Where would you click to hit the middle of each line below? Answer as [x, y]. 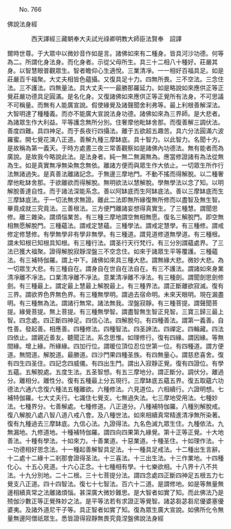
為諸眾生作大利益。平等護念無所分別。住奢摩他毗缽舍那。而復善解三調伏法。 [115, 122]
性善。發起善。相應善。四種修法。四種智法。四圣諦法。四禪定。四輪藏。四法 [115, 329]
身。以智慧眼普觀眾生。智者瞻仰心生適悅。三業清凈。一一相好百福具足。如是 [115, 71]
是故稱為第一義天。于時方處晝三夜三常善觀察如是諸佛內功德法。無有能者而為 [115, 148]
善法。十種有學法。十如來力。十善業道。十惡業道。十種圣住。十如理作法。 [112, 441]
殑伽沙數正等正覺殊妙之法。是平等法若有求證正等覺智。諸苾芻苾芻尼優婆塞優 [115, 501]
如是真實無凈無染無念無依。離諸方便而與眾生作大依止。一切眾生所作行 [124, 165]
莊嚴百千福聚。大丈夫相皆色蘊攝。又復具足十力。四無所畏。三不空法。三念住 [115, 79]
